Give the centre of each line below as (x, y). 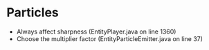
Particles (33, 13)
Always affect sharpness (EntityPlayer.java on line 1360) (96, 32)
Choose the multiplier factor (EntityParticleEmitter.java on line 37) (110, 38)
